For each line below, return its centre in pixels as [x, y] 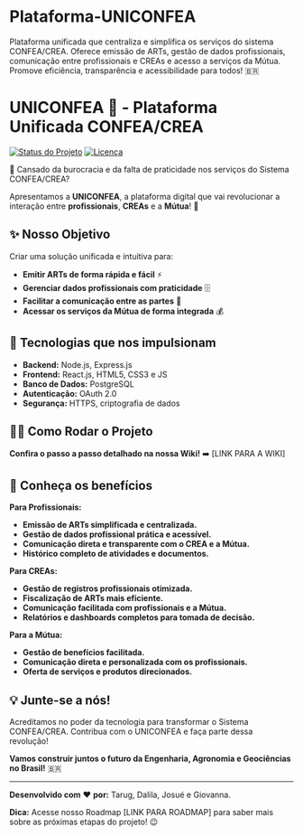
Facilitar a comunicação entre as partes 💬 [102, 301]
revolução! [29, 741]
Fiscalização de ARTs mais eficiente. [93, 598]
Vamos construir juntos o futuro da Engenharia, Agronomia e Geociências [150, 758]
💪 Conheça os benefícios [81, 485]
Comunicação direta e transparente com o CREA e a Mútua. [136, 544]
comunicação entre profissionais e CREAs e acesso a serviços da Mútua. [145, 61]
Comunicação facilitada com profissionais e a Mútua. [124, 608]
